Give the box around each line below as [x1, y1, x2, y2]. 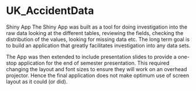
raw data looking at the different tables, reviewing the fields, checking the [6, 29, 184, 36]
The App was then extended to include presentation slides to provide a [6, 53, 177, 60]
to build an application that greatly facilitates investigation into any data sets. [6, 42, 191, 49]
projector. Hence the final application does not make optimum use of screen [6, 72, 190, 79]
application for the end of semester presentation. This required [18, 60, 170, 66]
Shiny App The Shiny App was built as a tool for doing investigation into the [6, 23, 188, 30]
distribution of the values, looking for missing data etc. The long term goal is [6, 36, 190, 43]
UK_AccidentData [6, 4, 94, 17]
